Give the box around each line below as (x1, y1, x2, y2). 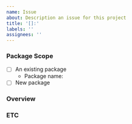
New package (15, 79, 50, 86)
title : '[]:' (6, 20, 40, 26)
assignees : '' (6, 32, 43, 38)
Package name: (24, 73, 64, 80)
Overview (6, 95, 36, 103)
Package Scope (6, 52, 54, 60)
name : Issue (6, 9, 36, 15)
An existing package (15, 65, 67, 73)
